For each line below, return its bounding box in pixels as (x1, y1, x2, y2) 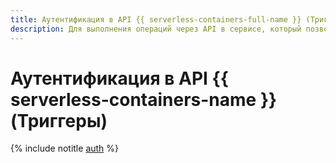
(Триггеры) (10, 109, 108, 132)
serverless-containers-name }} (10, 88, 278, 111)
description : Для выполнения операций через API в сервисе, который (10, 24, 302, 34)
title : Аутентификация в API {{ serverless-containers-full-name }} (10, 14, 302, 25)
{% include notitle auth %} (10, 142, 120, 155)
